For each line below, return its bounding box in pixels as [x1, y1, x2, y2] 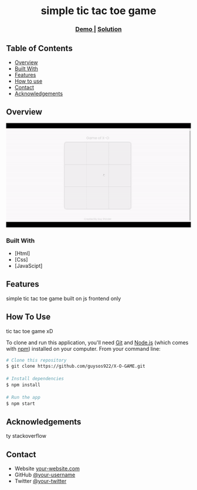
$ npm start [6, 401, 35, 407]
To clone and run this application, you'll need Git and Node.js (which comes [6, 339, 189, 346]
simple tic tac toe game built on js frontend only [6, 295, 121, 302]
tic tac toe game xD [6, 327, 53, 334]
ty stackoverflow [6, 432, 47, 439]
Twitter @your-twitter [14, 478, 67, 485]
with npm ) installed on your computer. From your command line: [6, 345, 161, 352]
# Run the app [6, 394, 41, 400]
